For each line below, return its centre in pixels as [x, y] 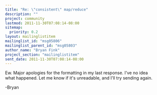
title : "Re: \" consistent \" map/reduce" [47, 9]
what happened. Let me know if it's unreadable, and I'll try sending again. [79, 78]
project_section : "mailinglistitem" [42, 55]
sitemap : [14, 28]
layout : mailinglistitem [30, 37]
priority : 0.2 [24, 32]
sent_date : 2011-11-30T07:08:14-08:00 [44, 59]
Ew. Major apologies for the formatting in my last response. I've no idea [77, 73]
